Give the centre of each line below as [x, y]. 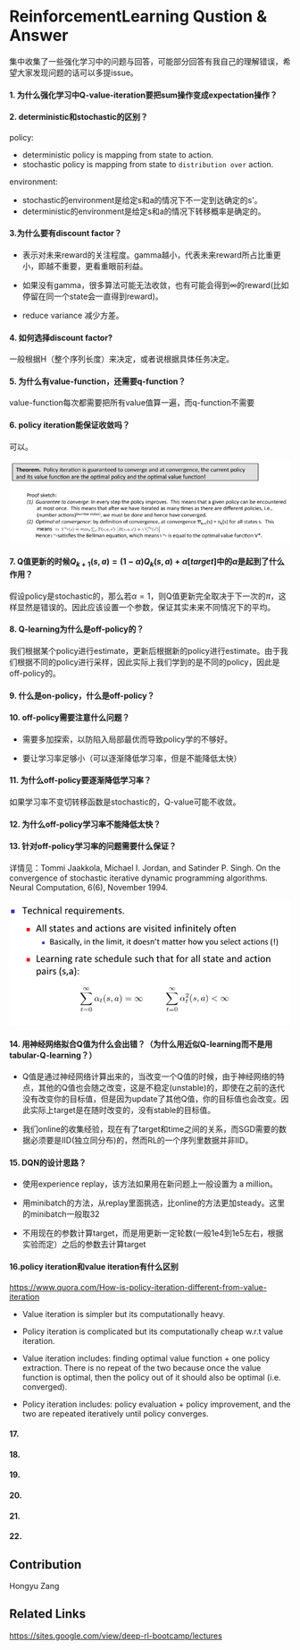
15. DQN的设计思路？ [48, 1162]
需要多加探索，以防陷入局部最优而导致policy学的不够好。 [127, 739]
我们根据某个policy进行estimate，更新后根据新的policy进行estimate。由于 [145, 651]
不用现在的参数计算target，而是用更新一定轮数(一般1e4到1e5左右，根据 [153, 1233]
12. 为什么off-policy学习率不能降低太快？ [85, 824]
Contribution [46, 1565]
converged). [45, 1386]
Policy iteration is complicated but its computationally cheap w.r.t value [153, 1331]
